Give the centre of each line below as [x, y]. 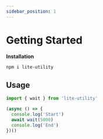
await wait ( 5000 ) [32, 120]
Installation [20, 56]
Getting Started [44, 40]
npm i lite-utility [30, 67]
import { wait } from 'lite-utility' [52, 99]
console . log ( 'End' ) [35, 125]
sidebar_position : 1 [31, 11]
